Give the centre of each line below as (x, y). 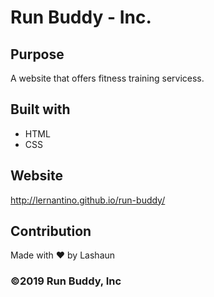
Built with (40, 109)
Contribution (51, 231)
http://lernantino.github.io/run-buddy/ (88, 200)
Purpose (37, 54)
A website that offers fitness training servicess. (107, 78)
